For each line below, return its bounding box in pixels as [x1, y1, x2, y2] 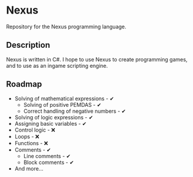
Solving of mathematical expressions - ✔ [14, 95, 115, 102]
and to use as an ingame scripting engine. [6, 62, 108, 69]
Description [6, 40, 50, 50]
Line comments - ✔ [23, 152, 71, 159]
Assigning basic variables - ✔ [14, 120, 87, 127]
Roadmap [6, 79, 42, 89]
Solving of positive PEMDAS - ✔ [23, 101, 102, 108]
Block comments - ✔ [23, 159, 74, 166]
